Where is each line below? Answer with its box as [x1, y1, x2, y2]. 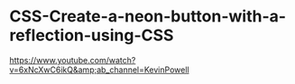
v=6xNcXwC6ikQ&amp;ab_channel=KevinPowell [9, 64, 189, 75]
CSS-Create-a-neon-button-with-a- [9, 6, 287, 27]
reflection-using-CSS [9, 25, 174, 46]
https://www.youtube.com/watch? [9, 55, 136, 65]
